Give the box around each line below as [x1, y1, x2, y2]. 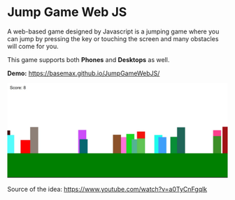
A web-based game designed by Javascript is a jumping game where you [7, 27, 220, 36]
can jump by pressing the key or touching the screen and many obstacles [7, 34, 219, 43]
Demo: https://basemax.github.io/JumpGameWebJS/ [7, 69, 160, 77]
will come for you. [7, 42, 59, 50]
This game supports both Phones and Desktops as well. [7, 55, 170, 63]
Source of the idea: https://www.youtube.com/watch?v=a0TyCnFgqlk [7, 185, 208, 194]
